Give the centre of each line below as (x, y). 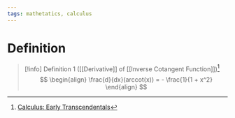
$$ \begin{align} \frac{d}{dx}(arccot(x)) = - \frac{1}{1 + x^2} (126, 80)
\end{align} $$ (126, 87)
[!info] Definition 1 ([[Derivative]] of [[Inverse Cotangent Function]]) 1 (122, 68)
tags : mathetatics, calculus (50, 14)
